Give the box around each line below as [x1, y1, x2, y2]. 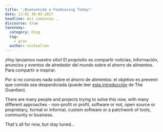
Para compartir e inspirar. [5, 67, 56, 73]
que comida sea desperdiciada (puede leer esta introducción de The [5, 81, 143, 88]
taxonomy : [5, 25, 25, 30]
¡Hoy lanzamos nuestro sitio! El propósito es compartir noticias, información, [5, 57, 159, 62]
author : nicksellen [9, 43, 49, 48]
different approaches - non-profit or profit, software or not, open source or [5, 101, 156, 107]
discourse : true [5, 20, 38, 26]
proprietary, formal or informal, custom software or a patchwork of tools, [5, 107, 151, 113]
